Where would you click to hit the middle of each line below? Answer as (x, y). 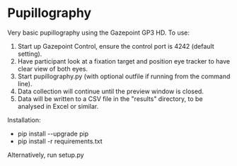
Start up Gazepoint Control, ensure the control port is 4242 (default (116, 46)
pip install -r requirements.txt (60, 141)
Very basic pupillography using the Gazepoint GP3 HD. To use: (98, 32)
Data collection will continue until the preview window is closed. (110, 91)
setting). (30, 54)
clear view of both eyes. (53, 69)
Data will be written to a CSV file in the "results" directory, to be (110, 99)
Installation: (24, 120)
